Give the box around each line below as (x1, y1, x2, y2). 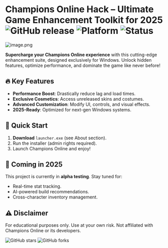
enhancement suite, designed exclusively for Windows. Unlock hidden (5, 57, 152, 63)
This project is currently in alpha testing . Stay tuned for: (5, 174, 122, 180)
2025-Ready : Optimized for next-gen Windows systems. (12, 106, 132, 112)
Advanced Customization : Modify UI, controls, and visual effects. (12, 101, 151, 107)
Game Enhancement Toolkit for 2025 (5, 14, 163, 26)
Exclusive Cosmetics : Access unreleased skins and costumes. (12, 96, 144, 102)
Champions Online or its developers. (5, 228, 81, 234)
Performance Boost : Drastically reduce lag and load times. (12, 90, 136, 97)
